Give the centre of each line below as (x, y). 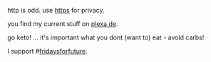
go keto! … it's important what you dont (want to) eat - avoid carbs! (106, 37)
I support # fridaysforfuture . (47, 51)
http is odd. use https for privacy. (56, 10)
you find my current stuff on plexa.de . (63, 24)
